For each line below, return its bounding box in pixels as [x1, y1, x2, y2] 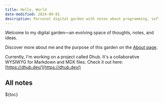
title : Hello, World [5, 7, 47, 12]
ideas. [5, 35, 18, 41]
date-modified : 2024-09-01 [5, 12, 60, 17]
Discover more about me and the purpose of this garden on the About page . [5, 45, 158, 51]
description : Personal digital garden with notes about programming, [5, 16, 150, 21]
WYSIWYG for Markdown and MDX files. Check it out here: [5, 59, 123, 65]
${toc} [5, 92, 18, 98]
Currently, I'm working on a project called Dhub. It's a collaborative [5, 54, 140, 60]
